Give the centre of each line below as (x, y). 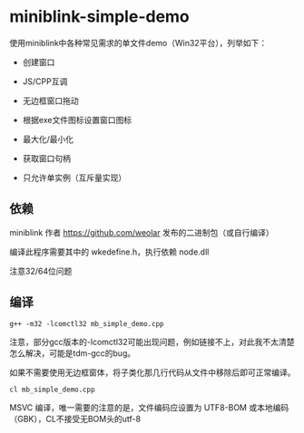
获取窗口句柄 (46, 158)
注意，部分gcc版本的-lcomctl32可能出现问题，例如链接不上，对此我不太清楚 (152, 342)
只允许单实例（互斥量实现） (74, 178)
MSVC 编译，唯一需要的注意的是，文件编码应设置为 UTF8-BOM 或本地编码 (149, 407)
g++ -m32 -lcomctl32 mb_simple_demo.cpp (87, 323)
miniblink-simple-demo (100, 17)
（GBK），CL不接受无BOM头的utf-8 (75, 419)
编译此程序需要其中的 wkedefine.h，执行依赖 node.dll (109, 252)
